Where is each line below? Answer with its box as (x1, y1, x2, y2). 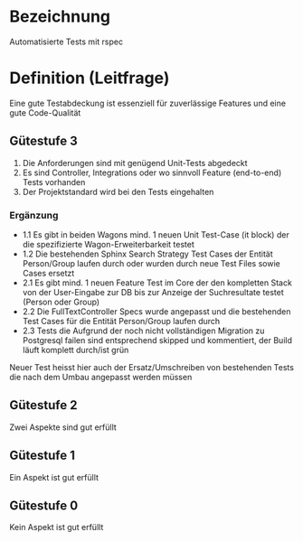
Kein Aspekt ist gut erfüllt (9, 522, 104, 533)
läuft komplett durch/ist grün (22, 344, 129, 355)
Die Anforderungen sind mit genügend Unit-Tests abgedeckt (22, 157, 248, 168)
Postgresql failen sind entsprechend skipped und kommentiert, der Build (22, 334, 292, 345)
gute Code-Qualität (9, 107, 81, 118)
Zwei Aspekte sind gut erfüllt (9, 422, 118, 433)
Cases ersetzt (22, 267, 75, 278)
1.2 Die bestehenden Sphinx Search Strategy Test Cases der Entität (22, 248, 273, 259)
